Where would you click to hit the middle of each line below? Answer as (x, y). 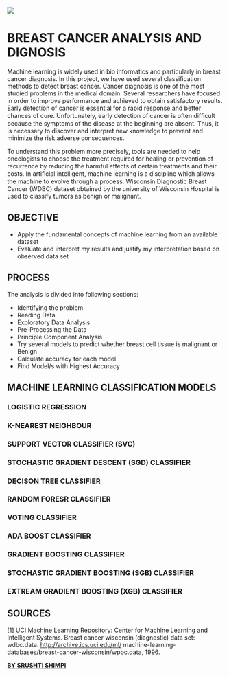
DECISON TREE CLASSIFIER (54, 481)
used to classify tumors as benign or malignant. (74, 196)
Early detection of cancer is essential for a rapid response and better (104, 108)
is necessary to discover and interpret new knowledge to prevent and (105, 131)
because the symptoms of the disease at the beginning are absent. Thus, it (113, 123)
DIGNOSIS (37, 53)
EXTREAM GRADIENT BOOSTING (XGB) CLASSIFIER (95, 591)
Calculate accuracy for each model (67, 359)
